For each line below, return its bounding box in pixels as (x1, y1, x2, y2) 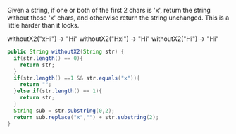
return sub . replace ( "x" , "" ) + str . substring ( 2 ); (13, 114, 159, 121)
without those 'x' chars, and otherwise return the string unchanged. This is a (7, 13, 230, 22)
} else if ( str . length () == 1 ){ (13, 87, 102, 95)
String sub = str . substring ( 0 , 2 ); (13, 107, 115, 114)
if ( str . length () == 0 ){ (13, 54, 83, 62)
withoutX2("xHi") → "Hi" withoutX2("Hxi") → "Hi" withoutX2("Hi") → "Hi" (7, 35, 219, 43)
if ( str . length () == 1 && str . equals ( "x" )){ (13, 74, 140, 82)
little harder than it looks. (7, 21, 80, 29)
